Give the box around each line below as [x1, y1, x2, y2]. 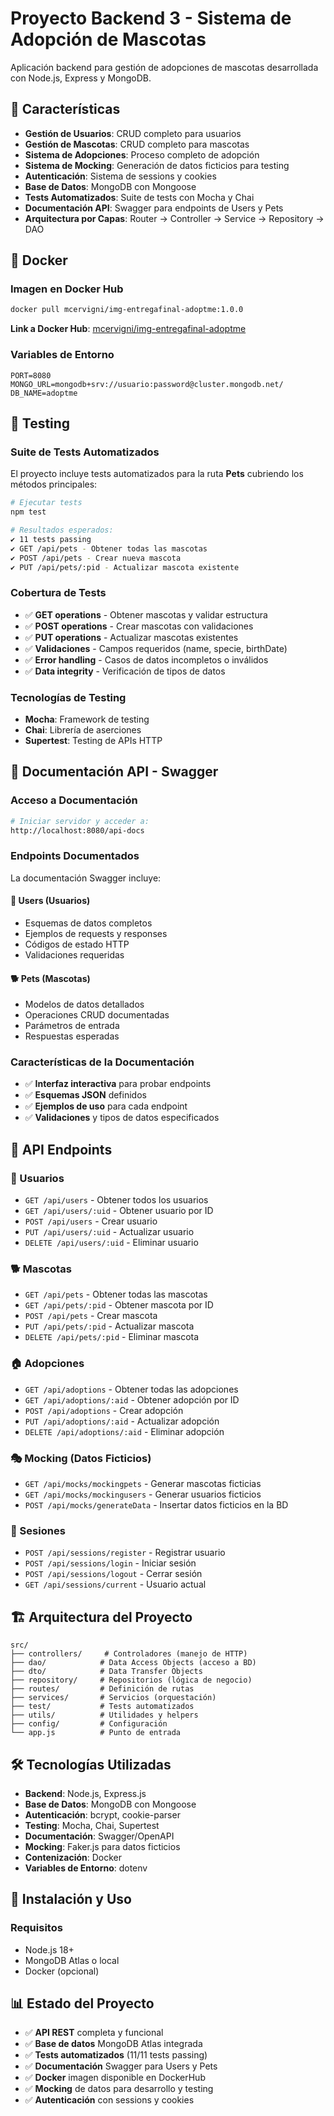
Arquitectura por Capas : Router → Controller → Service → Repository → [24, 212, 325, 224]
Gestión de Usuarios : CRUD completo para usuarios [24, 127, 242, 139]
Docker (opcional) [24, 1965, 100, 1977]
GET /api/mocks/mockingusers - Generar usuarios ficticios [24, 1488, 262, 1501]
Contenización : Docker [24, 1851, 123, 1863]
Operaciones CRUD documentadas [24, 1009, 170, 1021]
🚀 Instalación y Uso [10, 1891, 132, 1908]
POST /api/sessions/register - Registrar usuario [24, 1547, 226, 1559]
